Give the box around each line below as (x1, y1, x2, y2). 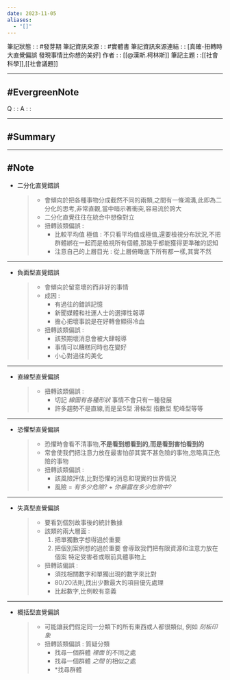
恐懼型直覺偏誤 (16, 425, 60, 433)
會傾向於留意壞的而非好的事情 (44, 283, 129, 291)
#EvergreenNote (7, 86, 79, 98)
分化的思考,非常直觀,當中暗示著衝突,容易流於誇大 (44, 204, 182, 213)
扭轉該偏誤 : (44, 561, 79, 570)
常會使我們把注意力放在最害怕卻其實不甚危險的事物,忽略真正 (44, 448, 214, 456)
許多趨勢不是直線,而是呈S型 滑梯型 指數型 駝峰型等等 (54, 404, 204, 412)
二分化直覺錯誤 (16, 181, 60, 189)
